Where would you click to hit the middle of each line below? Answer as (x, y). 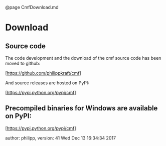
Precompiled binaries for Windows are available (81, 108)
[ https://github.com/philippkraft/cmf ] (43, 73)
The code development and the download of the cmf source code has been (83, 58)
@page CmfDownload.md (32, 7)
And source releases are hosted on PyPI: (47, 83)
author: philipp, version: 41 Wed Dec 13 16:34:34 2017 (61, 138)
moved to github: (23, 63)
